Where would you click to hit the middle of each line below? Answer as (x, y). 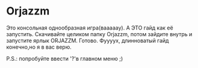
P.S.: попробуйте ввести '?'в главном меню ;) (65, 58)
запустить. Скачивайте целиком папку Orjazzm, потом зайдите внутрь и (99, 34)
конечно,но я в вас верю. (39, 47)
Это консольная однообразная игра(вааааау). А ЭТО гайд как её (90, 28)
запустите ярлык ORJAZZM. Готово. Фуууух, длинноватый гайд (88, 40)
